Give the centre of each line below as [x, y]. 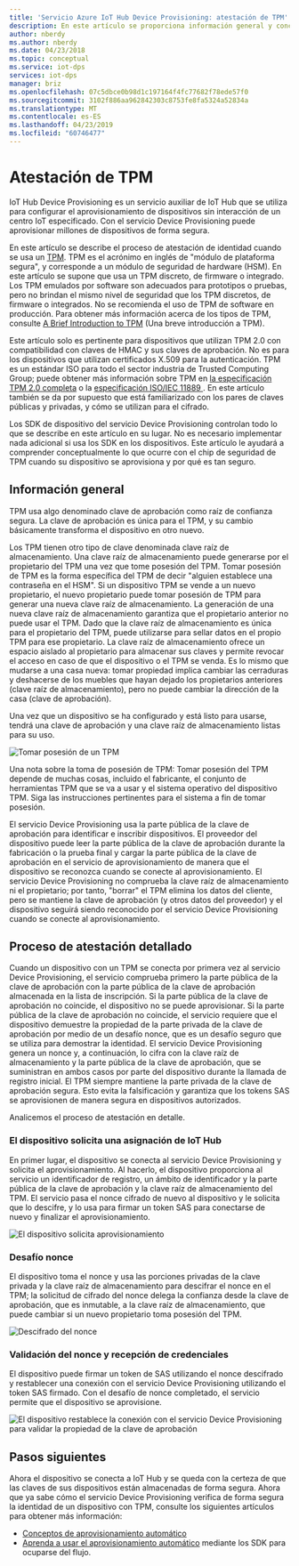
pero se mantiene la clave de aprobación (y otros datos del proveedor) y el [146, 900]
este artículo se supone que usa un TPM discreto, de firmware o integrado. [147, 276]
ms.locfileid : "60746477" [57, 133]
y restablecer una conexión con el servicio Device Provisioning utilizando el [148, 1384]
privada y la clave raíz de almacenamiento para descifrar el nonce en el [140, 1286]
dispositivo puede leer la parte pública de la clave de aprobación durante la [147, 843]
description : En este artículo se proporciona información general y [141, 26]
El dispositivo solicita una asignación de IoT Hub [116, 1141]
